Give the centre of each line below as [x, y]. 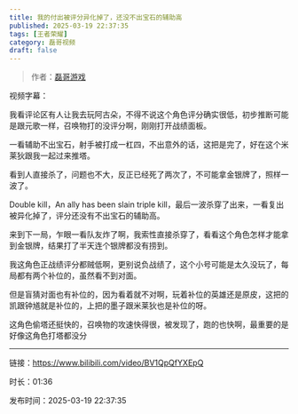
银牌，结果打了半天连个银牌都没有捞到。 [98, 246]
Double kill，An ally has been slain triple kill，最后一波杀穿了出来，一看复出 [147, 204]
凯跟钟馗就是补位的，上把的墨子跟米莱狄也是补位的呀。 [110, 306]
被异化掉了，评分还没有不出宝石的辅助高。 [87, 216]
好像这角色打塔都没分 [48, 336]
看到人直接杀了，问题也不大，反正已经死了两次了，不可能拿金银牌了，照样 [145, 175]
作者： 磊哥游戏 [58, 77]
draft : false [33, 51]
